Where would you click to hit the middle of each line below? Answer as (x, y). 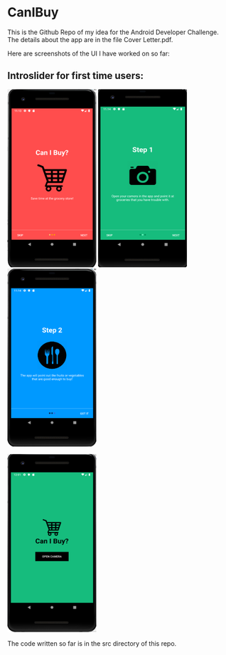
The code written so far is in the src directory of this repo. (92, 643)
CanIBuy (33, 12)
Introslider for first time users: (76, 76)
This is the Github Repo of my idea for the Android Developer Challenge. (113, 32)
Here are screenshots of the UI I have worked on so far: (89, 53)
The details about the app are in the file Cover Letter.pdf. (90, 39)
